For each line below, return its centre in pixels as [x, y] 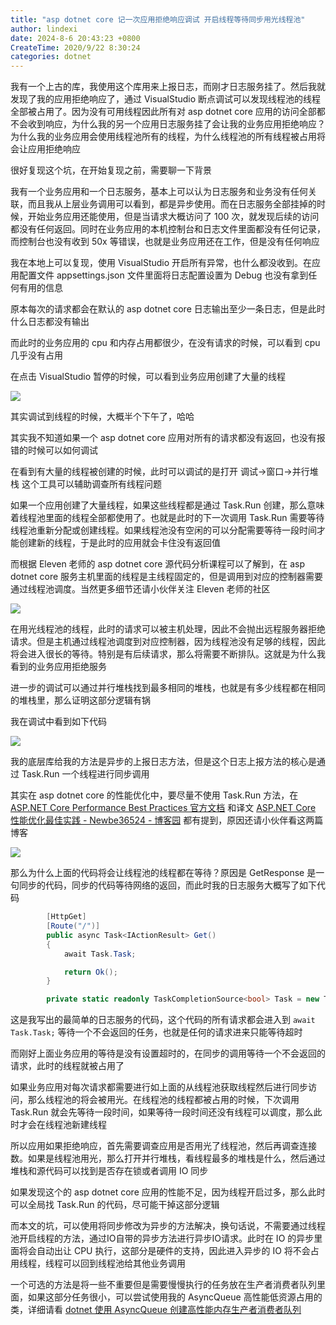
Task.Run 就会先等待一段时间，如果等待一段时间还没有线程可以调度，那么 [162, 1112]
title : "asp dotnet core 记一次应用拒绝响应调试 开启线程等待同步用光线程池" [158, 19]
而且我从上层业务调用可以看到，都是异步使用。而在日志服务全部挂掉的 [172, 204]
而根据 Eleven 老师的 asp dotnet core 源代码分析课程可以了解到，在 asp [158, 564]
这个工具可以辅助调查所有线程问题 [91, 484]
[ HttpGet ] [66, 917]
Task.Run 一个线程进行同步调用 [85, 774]
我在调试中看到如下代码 [58, 722]
